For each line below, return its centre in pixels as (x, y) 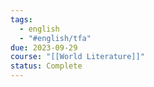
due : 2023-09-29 (44, 47)
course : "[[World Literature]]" (77, 57)
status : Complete (46, 66)
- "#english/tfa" (55, 38)
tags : (21, 19)
